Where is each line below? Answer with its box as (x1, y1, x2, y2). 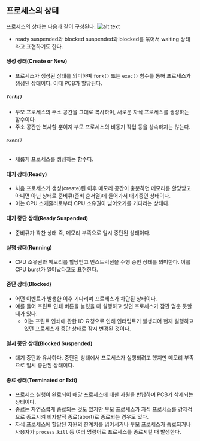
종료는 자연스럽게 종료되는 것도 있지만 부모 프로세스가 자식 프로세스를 (14, 406, 177, 413)
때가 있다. (14, 310, 38, 317)
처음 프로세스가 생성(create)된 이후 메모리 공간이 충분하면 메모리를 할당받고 (14, 185, 192, 192)
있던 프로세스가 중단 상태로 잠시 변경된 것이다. (23, 325, 131, 332)
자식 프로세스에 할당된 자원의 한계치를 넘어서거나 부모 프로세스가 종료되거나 (14, 421, 192, 428)
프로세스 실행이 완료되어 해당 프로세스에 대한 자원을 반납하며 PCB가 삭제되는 (14, 391, 193, 398)
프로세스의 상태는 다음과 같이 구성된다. (6, 23, 96, 30)
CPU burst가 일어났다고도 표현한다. (14, 266, 98, 273)
